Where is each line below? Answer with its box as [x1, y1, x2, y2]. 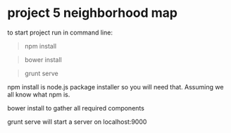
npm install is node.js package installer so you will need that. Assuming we [7, 82, 224, 91]
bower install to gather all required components [7, 103, 144, 112]
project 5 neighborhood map [7, 5, 178, 21]
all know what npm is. [7, 90, 70, 99]
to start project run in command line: [7, 28, 113, 37]
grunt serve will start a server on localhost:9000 [7, 118, 147, 126]
